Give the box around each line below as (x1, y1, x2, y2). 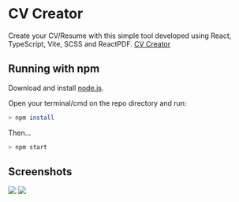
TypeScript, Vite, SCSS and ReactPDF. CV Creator (8, 39, 171, 48)
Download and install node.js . (8, 83, 104, 92)
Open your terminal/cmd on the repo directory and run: (8, 98, 187, 107)
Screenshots (8, 165, 73, 178)
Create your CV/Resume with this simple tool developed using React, (8, 31, 232, 40)
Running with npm (8, 62, 100, 76)
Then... (8, 128, 32, 137)
